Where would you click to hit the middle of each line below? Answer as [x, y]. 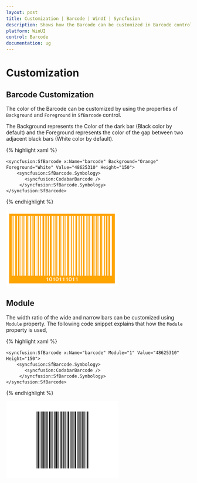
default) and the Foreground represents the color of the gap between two [95, 132]
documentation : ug [28, 43]
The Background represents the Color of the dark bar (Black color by [89, 126]
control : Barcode [27, 37]
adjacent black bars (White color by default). [60, 139]
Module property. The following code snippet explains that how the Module [94, 324]
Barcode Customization [50, 95]
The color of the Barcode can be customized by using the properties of [92, 109]
